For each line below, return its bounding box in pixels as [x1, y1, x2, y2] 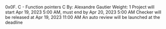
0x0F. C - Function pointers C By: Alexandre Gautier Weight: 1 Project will [5, 4, 155, 10]
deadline [5, 19, 23, 25]
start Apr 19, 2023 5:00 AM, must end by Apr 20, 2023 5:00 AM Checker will [5, 9, 162, 15]
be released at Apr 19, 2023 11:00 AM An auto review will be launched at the [5, 14, 160, 20]
